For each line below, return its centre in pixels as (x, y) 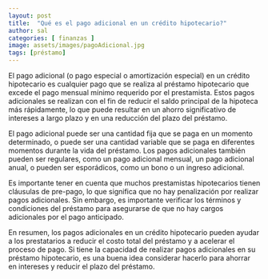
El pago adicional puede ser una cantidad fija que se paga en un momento (131, 134)
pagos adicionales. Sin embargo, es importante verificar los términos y (125, 200)
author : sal (28, 30)
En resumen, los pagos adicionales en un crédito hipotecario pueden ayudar (134, 232)
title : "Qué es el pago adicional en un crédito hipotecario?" (118, 23)
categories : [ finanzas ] (51, 38)
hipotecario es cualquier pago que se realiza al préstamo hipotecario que (129, 84)
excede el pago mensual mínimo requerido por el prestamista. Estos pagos (132, 92)
